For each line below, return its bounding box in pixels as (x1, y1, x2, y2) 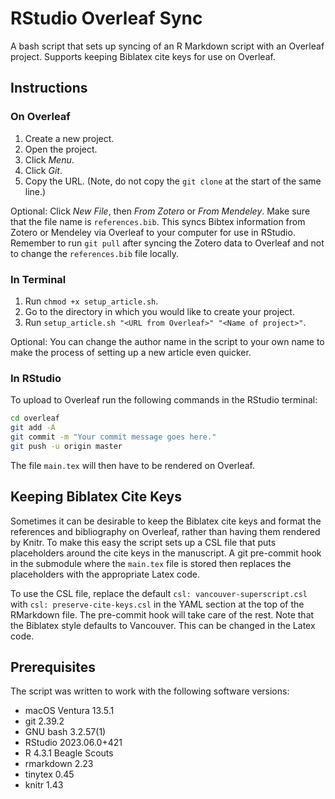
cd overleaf (10, 413, 60, 424)
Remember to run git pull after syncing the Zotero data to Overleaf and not (10, 237, 325, 249)
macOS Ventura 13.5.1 (24, 705, 115, 717)
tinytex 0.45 (24, 768, 75, 781)
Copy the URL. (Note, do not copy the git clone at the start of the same (24, 175, 322, 187)
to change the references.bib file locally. (10, 247, 179, 259)
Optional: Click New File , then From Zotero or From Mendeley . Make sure (10, 205, 311, 217)
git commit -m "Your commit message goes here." (10, 432, 217, 442)
